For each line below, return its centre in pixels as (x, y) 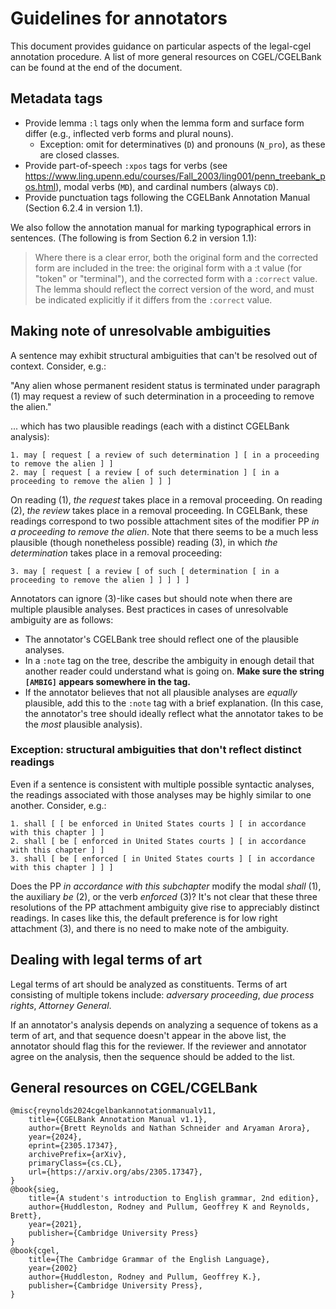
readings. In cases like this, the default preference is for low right (144, 918)
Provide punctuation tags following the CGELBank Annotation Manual (167, 197)
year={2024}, (55, 1137)
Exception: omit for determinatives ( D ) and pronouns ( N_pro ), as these (182, 144)
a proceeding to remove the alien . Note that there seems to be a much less (164, 531)
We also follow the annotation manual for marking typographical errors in (161, 227)
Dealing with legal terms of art (106, 960)
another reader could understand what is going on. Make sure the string (174, 671)
